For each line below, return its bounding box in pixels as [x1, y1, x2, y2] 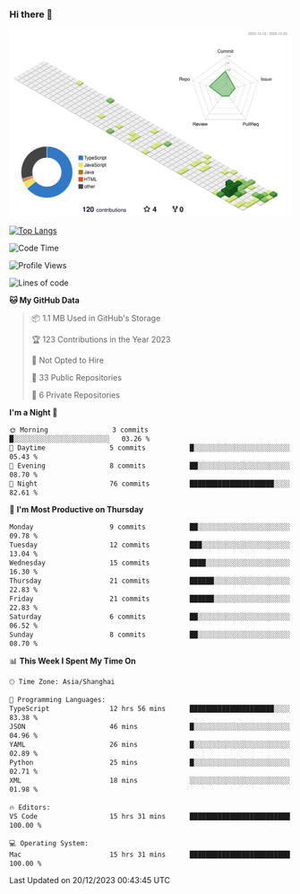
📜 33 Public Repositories [30, 372, 123, 383]
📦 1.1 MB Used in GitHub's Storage [30, 313, 161, 324]
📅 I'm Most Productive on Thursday [9, 504, 144, 515]
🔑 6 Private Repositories [30, 390, 121, 400]
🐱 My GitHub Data [9, 295, 81, 306]
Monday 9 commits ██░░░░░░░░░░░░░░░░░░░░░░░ [9, 522, 291, 532]
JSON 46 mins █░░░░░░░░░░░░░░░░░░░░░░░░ [9, 723, 291, 732]
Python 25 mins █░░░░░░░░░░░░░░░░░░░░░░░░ [9, 758, 291, 767]
